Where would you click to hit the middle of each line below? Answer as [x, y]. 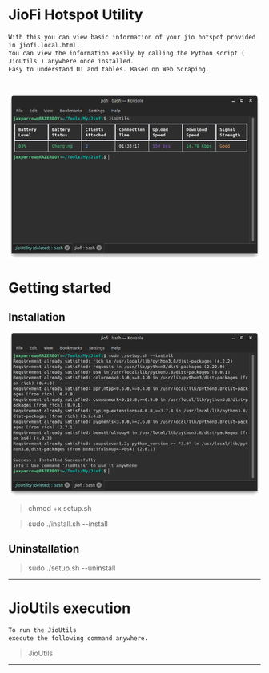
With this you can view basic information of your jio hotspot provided [132, 37]
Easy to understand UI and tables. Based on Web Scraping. [109, 69]
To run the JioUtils [43, 630]
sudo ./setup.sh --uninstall [72, 568]
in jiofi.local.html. [44, 45]
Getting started [60, 288]
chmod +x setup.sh [60, 508]
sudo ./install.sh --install [68, 524]
